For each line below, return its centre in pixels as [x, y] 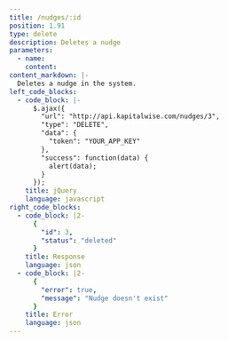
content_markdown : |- [49, 75]
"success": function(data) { [95, 158]
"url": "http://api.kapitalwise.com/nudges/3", [130, 116]
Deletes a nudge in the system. [77, 83]
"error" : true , [69, 289]
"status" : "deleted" [79, 241]
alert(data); [73, 166]
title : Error [49, 315]
